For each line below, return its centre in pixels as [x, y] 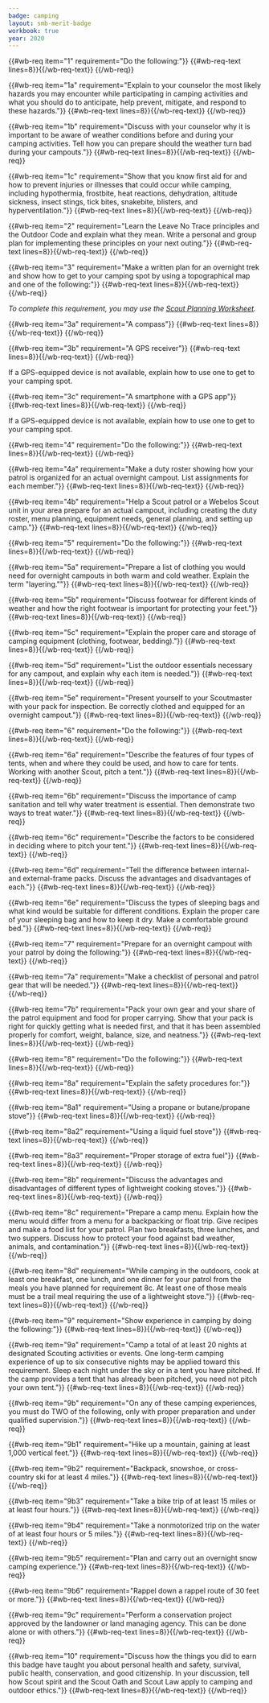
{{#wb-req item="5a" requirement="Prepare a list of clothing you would [127, 567]
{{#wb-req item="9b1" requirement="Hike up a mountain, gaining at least [129, 1445]
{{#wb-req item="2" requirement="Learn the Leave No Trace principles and [134, 226]
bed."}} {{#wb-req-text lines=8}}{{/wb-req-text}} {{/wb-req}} [110, 928]
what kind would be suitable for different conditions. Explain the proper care [134, 911]
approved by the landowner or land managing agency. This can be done [127, 1623]
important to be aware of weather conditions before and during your [121, 135]
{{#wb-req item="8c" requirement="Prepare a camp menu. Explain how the [133, 1213]
